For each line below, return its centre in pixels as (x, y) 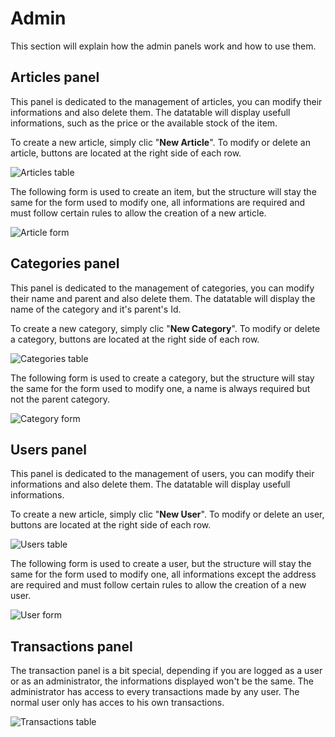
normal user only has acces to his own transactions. (117, 703)
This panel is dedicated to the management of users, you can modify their (162, 474)
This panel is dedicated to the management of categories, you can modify (162, 288)
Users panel (48, 449)
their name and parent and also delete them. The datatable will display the (163, 298)
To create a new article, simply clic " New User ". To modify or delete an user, (167, 514)
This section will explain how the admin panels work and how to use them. (163, 46)
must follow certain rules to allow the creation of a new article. (138, 213)
